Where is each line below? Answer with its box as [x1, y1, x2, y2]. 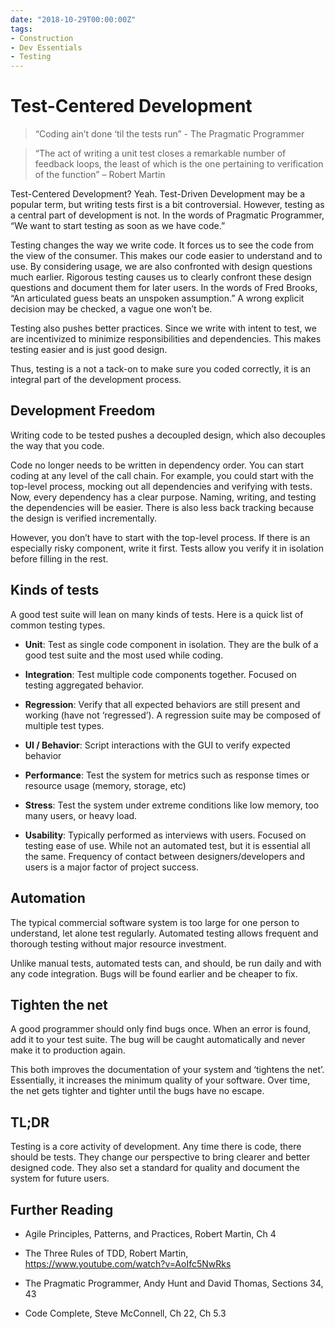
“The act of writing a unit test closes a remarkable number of [34, 147, 287, 160]
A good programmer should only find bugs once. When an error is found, [10, 1023, 312, 1035]
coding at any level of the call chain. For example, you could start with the [10, 469, 314, 481]
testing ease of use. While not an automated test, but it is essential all [24, 839, 311, 851]
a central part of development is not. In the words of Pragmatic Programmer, [10, 209, 325, 221]
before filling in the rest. [10, 552, 109, 565]
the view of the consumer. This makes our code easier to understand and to [10, 250, 323, 262]
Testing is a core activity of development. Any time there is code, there [10, 1141, 302, 1153]
